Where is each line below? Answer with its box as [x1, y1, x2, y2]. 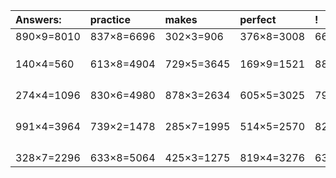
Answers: [15, 13, 62, 26]
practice [89, 13, 131, 26]
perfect [239, 13, 277, 26]
